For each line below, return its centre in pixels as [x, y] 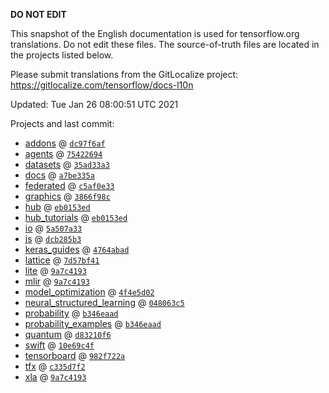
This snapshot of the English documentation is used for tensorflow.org [155, 33]
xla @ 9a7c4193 [55, 377]
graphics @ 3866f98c [67, 196]
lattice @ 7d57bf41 [62, 260]
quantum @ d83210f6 [68, 334]
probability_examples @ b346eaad [93, 323]
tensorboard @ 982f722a [75, 355]
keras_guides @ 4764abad [77, 249]
